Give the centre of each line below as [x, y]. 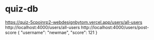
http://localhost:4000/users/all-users [42, 27]
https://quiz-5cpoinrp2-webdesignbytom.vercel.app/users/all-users [74, 22]
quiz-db [22, 9]
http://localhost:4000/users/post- [115, 27]
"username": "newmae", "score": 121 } [59, 32]
